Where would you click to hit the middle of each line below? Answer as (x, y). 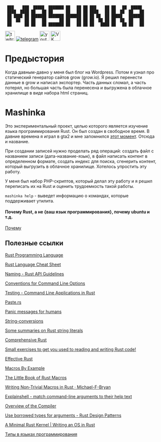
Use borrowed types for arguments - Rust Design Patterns (63, 415)
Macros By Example (25, 368)
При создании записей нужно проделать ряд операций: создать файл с (80, 151)
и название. (17, 141)
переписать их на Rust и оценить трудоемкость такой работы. (70, 186)
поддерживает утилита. (30, 201)
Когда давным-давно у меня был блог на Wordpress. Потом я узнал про (80, 72)
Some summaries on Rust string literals (44, 330)
